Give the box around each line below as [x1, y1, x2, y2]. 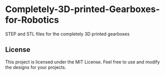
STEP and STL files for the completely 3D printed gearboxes [5, 31, 130, 37]
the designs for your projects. [5, 64, 66, 70]
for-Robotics [5, 14, 59, 26]
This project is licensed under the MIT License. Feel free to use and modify [5, 59, 160, 65]
